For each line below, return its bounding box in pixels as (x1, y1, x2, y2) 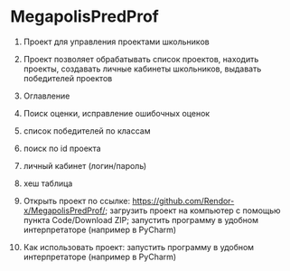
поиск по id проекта (23, 143, 102, 154)
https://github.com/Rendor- (131, 195, 235, 206)
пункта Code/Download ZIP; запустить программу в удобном (23, 214, 258, 225)
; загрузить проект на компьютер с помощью (104, 205, 281, 216)
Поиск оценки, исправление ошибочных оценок (23, 107, 210, 118)
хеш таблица (23, 178, 73, 189)
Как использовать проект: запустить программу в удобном (23, 241, 255, 252)
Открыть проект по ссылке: (23, 195, 131, 206)
